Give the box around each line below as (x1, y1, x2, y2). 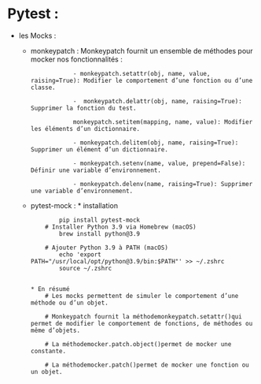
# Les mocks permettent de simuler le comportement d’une (45, 292, 239, 300)
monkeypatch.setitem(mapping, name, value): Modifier (72, 117, 253, 126)
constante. (30, 347, 67, 355)
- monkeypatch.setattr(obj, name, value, (72, 69, 211, 77)
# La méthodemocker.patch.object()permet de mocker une (45, 340, 232, 348)
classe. (30, 84, 56, 91)
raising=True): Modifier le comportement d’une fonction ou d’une (30, 76, 253, 84)
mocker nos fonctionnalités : (30, 54, 123, 64)
